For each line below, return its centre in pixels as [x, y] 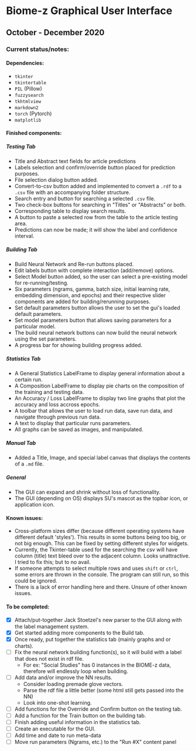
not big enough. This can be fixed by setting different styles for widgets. [102, 543]
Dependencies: [25, 63]
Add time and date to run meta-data [58, 735]
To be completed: [28, 606]
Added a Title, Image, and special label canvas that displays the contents [102, 458]
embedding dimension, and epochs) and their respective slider [90, 295]
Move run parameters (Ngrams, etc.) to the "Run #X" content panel [95, 742]
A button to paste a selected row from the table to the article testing [96, 218]
